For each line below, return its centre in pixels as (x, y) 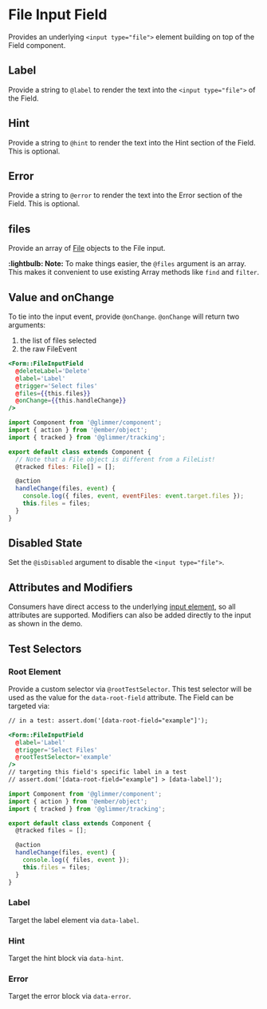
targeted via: (29, 705)
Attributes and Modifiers (71, 588)
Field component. (37, 45)
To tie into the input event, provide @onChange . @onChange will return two (124, 316)
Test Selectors (45, 649)
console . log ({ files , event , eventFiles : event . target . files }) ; (133, 496)
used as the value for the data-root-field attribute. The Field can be (121, 697)
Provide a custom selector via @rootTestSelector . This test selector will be (130, 689)
